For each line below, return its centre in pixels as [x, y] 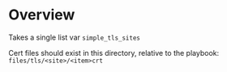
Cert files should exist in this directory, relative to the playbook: [114, 53]
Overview [42, 15]
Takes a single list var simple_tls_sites [74, 37]
